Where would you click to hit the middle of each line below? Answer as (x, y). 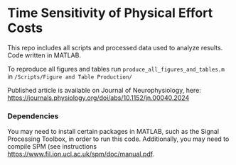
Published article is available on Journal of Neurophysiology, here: (104, 90)
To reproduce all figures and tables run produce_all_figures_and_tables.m (116, 69)
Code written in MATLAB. (44, 55)
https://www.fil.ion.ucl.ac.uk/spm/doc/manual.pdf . (81, 154)
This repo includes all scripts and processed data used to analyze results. (115, 47)
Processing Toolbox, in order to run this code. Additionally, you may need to (118, 139)
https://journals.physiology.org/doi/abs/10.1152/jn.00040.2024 (98, 98)
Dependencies (33, 116)
